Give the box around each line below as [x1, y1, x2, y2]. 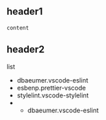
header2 [6, 44, 45, 56]
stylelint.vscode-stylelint [16, 91, 89, 100]
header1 [6, 6, 43, 18]
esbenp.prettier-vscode [16, 83, 86, 92]
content [6, 24, 30, 31]
